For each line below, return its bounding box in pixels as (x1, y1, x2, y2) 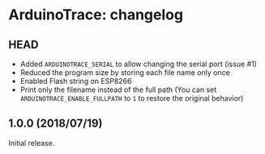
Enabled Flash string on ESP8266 (19, 77, 132, 85)
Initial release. (8, 138, 55, 148)
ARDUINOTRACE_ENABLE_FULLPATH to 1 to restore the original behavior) (19, 94, 244, 102)
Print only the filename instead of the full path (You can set (19, 85, 217, 94)
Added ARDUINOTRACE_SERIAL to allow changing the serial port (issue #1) (19, 59, 258, 69)
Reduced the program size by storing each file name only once (19, 68, 231, 77)
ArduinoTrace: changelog (8, 6, 184, 24)
